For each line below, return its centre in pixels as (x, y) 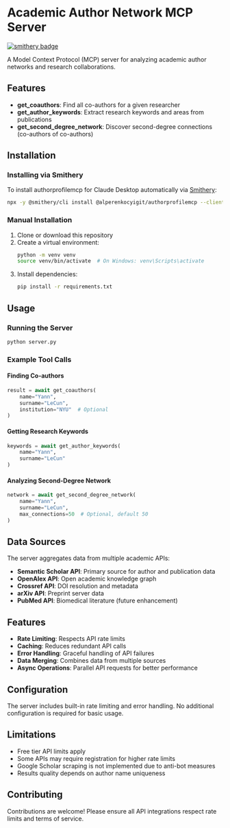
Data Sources (37, 542)
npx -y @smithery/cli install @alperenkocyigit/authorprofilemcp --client (116, 203)
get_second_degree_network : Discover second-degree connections (115, 126)
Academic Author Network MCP (100, 13)
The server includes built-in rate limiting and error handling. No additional (111, 706)
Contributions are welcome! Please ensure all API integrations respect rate (112, 811)
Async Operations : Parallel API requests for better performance (107, 668)
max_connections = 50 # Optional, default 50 (84, 514)
